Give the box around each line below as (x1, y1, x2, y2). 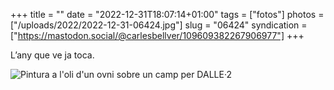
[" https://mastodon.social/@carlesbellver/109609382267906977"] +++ (10, 30, 305, 41)
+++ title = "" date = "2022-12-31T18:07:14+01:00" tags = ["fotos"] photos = (10, 9, 325, 20)
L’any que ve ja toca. (10, 49, 95, 61)
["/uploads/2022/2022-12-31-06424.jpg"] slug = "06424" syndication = (10, 19, 308, 31)
